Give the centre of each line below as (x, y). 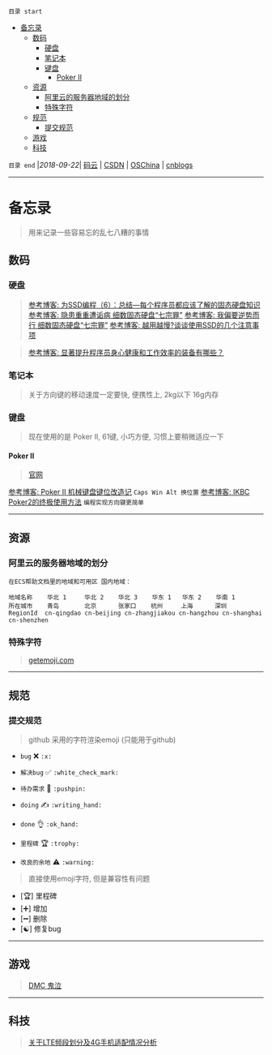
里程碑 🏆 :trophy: (50, 843)
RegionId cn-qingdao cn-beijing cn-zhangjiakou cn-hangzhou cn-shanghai (136, 613)
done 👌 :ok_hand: (49, 824)
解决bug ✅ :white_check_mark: (69, 772)
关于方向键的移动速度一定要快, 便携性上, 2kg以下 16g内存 (123, 394)
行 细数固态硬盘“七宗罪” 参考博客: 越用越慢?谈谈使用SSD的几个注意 (140, 325)
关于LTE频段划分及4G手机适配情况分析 (93, 1042)
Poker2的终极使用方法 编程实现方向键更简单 (76, 502)
